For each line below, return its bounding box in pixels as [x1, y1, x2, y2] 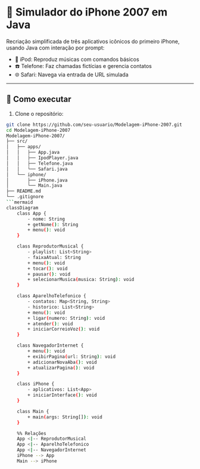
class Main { [17, 408, 49, 414]
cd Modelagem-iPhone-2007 [6, 127, 70, 133]
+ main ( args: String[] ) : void [27, 414, 102, 420]
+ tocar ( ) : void [27, 266, 68, 271]
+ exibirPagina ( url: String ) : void [27, 353, 116, 360]
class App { [17, 210, 46, 217]
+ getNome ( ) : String [27, 221, 79, 227]
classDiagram [6, 205, 39, 211]
